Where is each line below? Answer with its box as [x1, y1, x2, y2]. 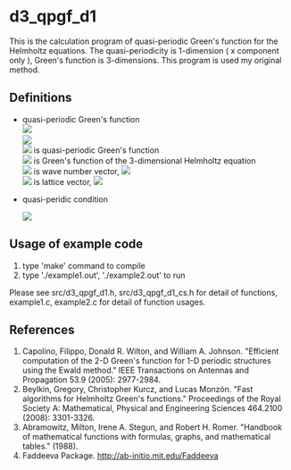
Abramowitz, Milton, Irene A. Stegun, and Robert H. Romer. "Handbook [21, 422, 283, 432]
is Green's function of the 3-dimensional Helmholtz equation [33, 155, 256, 166]
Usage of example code [9, 237, 144, 252]
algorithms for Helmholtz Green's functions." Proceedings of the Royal [21, 393, 281, 404]
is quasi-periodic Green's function [33, 145, 160, 155]
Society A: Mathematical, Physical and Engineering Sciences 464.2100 [21, 403, 283, 414]
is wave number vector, [33, 165, 121, 176]
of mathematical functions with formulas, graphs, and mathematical [21, 432, 271, 442]
